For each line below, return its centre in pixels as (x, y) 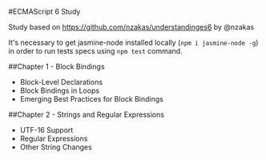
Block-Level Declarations (61, 82)
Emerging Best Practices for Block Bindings (92, 99)
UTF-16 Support (46, 130)
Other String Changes (56, 147)
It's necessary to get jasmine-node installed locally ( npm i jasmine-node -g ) (133, 42)
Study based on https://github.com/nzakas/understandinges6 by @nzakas (131, 27)
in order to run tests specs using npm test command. (95, 51)
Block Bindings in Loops (60, 90)
